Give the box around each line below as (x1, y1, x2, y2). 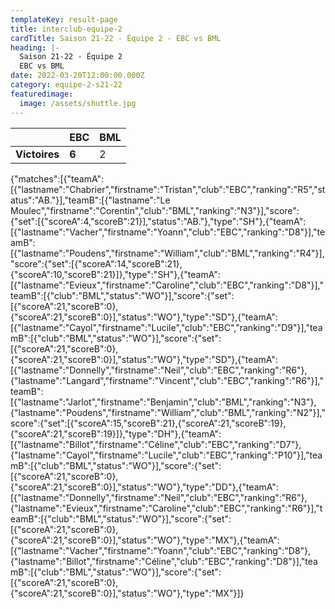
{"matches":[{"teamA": (10, 172, 105, 185)
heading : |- (10, 42, 60, 53)
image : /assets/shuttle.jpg (19, 98, 137, 108)
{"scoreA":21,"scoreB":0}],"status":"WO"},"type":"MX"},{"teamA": (10, 534, 280, 546)
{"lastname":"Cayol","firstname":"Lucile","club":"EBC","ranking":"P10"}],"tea (10, 449, 323, 461)
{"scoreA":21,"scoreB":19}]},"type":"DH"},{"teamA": (10, 427, 222, 440)
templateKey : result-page (10, 14, 118, 25)
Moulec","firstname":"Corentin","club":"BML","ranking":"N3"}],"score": (10, 204, 300, 216)
